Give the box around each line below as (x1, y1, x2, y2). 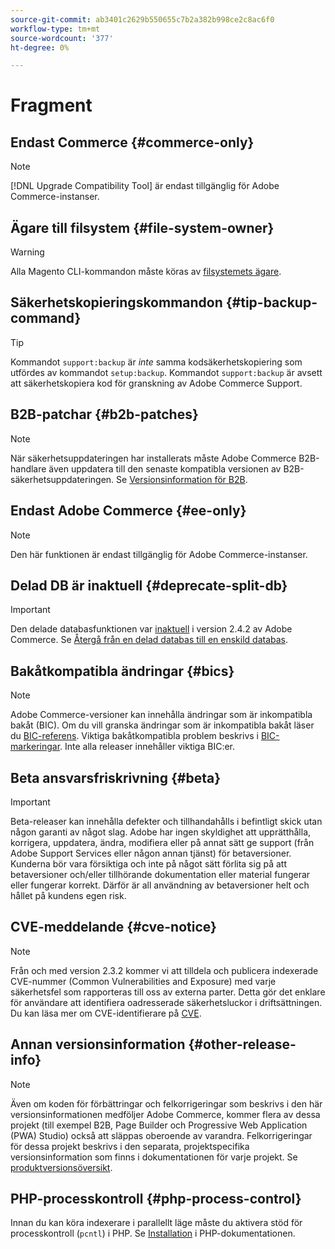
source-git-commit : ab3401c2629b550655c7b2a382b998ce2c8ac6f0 (10, 14, 275, 25)
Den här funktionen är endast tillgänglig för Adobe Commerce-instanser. (10, 548, 308, 560)
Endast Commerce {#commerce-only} (10, 134, 255, 151)
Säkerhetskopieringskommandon (10, 294, 223, 311)
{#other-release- (188, 1036, 297, 1053)
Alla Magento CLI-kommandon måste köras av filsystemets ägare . (10, 266, 282, 278)
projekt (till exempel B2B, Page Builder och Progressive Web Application (10, 1119, 308, 1131)
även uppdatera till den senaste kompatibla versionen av (48, 462, 282, 475)
